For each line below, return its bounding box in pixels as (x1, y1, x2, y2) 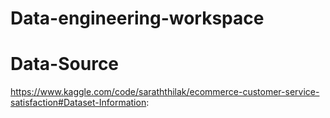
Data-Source (10, 53, 120, 76)
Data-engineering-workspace (10, 7, 265, 30)
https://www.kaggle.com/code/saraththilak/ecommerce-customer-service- (10, 86, 320, 98)
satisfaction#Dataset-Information (10, 97, 147, 109)
